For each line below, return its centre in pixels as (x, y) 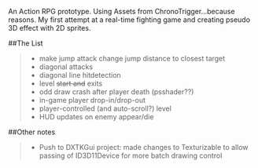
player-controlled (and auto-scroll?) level (105, 108)
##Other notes (32, 132)
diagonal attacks (66, 67)
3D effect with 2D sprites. (50, 28)
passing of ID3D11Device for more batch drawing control (131, 155)
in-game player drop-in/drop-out (92, 100)
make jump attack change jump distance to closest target (132, 58)
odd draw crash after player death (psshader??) (116, 92)
